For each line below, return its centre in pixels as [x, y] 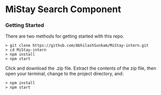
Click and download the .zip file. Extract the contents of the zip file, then [81, 68]
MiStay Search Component [63, 9]
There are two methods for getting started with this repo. [65, 36]
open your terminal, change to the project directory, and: [65, 74]
